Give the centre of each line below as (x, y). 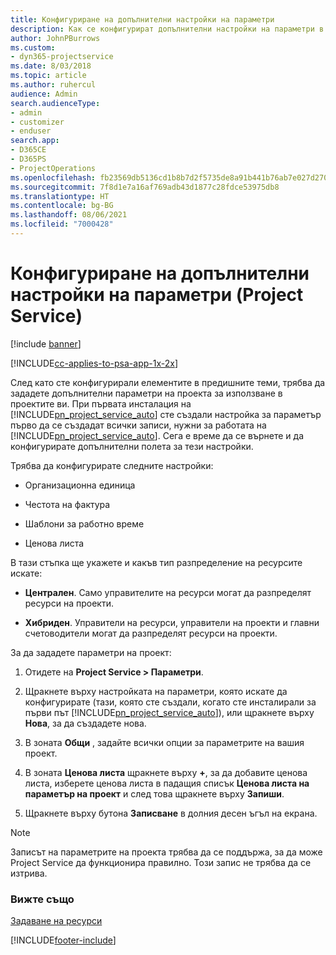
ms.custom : (33, 47)
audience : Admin (44, 94)
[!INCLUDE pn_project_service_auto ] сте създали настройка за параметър (166, 414)
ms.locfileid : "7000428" (62, 224)
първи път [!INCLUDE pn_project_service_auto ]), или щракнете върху (169, 712)
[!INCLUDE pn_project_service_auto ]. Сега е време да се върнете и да (157, 435)
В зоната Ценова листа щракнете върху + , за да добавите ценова (166, 772)
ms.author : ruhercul (53, 85)
